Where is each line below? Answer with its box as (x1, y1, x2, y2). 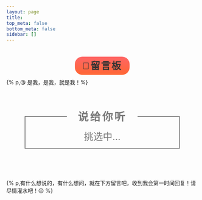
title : (6, 15, 23, 21)
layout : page (6, 8, 40, 15)
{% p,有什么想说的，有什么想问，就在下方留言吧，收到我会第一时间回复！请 (6, 179, 197, 187)
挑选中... (83, 130, 121, 142)
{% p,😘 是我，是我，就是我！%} (6, 79, 88, 86)
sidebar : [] (6, 32, 37, 38)
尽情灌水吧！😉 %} (6, 187, 54, 194)
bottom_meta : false (6, 25, 56, 32)
